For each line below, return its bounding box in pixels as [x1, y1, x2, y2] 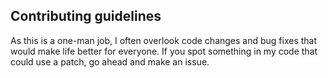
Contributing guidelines [10, 8, 162, 25]
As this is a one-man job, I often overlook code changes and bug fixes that [10, 34, 318, 46]
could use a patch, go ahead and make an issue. [10, 55, 210, 68]
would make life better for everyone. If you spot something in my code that [10, 45, 318, 57]
